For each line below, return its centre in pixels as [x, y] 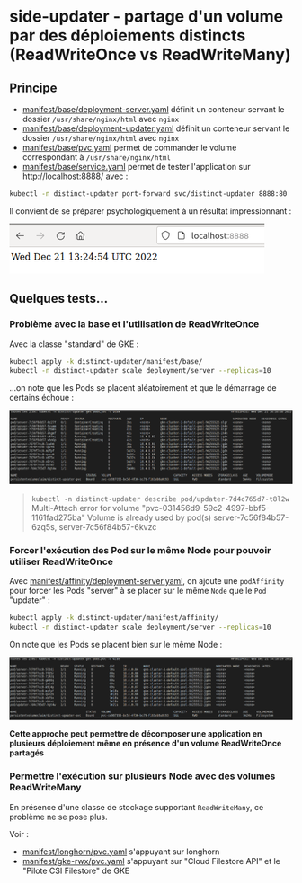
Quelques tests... [59, 299]
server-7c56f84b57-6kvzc [108, 526]
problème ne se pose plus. [58, 817]
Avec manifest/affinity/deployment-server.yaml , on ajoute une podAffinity [147, 581]
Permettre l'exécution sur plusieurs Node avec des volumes [142, 776]
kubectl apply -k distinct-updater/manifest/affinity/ [114, 618]
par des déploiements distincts [128, 35]
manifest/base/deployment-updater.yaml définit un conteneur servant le [156, 128]
